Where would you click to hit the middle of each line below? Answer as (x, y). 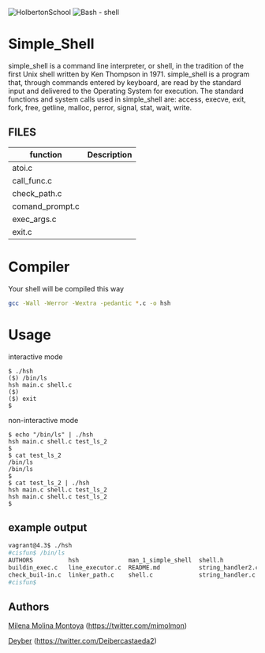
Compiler (39, 267)
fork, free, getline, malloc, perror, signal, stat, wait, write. (100, 107)
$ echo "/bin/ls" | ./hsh (50, 434)
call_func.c (32, 180)
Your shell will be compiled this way (66, 288)
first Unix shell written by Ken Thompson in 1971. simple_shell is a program (129, 74)
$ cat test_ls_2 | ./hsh (49, 483)
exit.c (22, 232)
